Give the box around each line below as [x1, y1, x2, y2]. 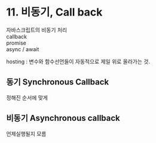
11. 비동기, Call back [6, 5, 103, 19]
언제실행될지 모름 [6, 130, 47, 137]
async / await [6, 45, 39, 52]
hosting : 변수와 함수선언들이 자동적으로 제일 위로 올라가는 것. [6, 58, 151, 65]
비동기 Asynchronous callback [6, 113, 121, 123]
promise [6, 39, 27, 46]
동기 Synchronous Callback [6, 77, 109, 87]
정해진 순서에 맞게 [6, 94, 48, 101]
